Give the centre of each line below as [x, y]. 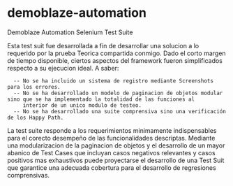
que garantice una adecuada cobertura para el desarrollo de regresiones [112, 167]
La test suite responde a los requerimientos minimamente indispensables [112, 130]
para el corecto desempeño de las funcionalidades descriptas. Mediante [111, 138]
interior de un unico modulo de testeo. [82, 105]
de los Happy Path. [36, 117]
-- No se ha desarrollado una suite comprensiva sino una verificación [120, 111]
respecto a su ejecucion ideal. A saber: [63, 68]
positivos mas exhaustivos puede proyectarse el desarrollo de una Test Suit [116, 160]
